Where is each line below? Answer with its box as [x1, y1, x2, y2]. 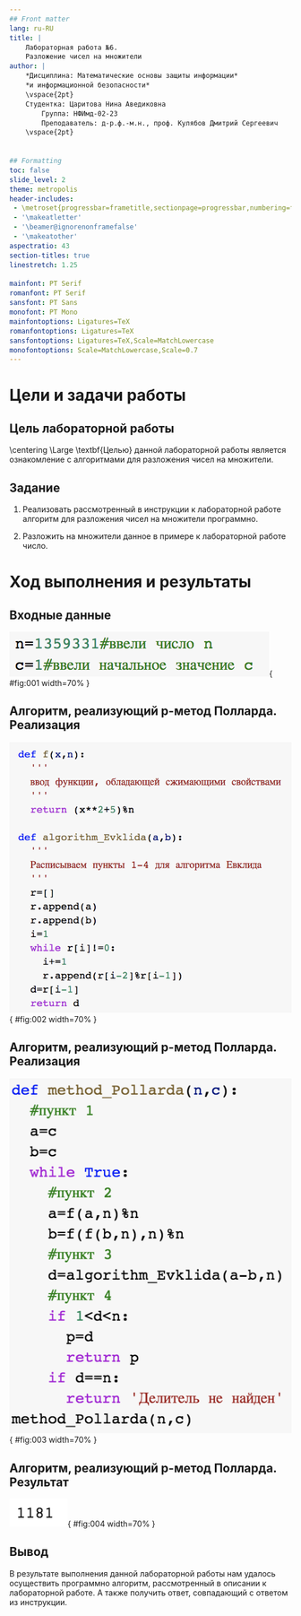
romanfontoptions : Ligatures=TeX [9, 326, 134, 335]
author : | [9, 62, 47, 71]
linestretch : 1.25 [9, 260, 78, 269]
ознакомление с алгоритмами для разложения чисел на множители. [9, 454, 274, 465]
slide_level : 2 [9, 175, 66, 184]
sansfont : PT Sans [9, 299, 78, 308]
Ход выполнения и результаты [9, 572, 252, 592]
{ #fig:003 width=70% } [9, 1435, 98, 1446]
